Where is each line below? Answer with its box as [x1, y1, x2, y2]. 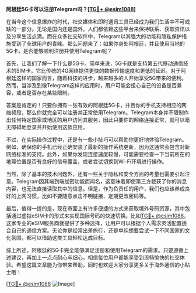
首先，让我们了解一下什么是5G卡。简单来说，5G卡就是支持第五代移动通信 [6, 60, 184, 67]
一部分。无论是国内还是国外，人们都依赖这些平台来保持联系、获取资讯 [16, 26, 185, 32]
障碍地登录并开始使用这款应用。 [10, 124, 88, 131]
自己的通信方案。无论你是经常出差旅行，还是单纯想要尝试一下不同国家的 [10, 227, 185, 234]
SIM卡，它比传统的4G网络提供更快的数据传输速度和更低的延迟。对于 [16, 67, 181, 74]
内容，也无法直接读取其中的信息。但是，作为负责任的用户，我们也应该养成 [6, 185, 185, 192]
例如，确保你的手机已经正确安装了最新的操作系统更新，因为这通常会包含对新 [6, 144, 190, 150]
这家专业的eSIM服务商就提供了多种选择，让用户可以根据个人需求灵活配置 [6, 220, 182, 226]
